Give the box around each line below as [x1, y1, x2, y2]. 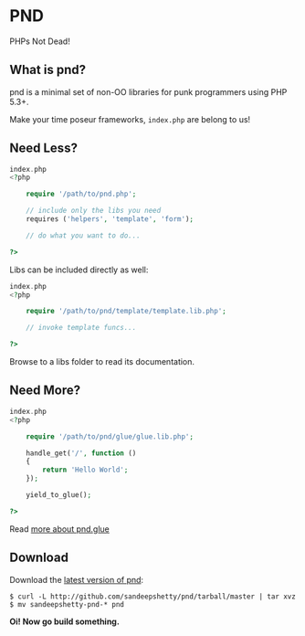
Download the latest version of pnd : [9, 574, 144, 585]
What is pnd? [9, 62, 87, 78]
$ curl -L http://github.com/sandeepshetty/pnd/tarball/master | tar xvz [9, 591, 297, 601]
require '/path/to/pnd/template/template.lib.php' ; [26, 307, 226, 316]
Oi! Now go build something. [9, 616, 121, 627]
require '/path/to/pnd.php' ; [26, 189, 137, 199]
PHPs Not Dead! [9, 36, 70, 47]
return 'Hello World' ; [42, 465, 129, 475]
